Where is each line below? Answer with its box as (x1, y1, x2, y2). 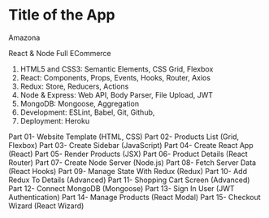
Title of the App (8, 6, 115, 24)
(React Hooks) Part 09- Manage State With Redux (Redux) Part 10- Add (8, 166, 248, 176)
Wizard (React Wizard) (8, 201, 85, 211)
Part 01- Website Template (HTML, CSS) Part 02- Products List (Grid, (8, 132, 240, 142)
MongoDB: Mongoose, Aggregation (20, 98, 140, 108)
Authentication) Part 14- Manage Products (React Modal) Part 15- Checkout (8, 192, 262, 202)
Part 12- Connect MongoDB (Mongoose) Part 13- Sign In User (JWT (8, 183, 235, 193)
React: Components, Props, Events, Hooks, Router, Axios (20, 72, 211, 82)
